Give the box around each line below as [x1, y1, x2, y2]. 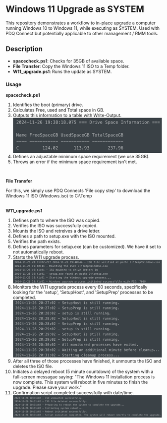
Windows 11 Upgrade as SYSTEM [5, 3, 144, 15]
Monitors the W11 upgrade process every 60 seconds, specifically [12, 284, 148, 290]
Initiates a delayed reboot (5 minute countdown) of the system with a [12, 368, 154, 374]
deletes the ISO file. [12, 363, 54, 369]
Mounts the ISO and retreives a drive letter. [12, 228, 101, 234]
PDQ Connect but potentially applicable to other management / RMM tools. [5, 30, 158, 36]
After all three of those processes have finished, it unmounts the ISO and [12, 358, 162, 364]
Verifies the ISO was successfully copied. [12, 222, 98, 229]
